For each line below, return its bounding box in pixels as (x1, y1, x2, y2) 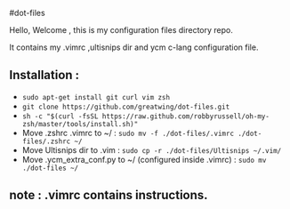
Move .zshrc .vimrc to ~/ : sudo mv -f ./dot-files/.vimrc (21, 127, 234, 138)
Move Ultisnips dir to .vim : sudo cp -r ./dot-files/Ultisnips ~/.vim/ (21, 144, 282, 155)
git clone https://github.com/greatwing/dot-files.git (21, 102, 230, 111)
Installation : (9, 68, 80, 83)
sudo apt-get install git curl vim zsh (21, 92, 171, 101)
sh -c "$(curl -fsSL (21, 111, 99, 121)
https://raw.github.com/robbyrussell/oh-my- (101, 111, 270, 121)
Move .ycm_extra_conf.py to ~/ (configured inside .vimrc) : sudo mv (21, 154, 267, 165)
